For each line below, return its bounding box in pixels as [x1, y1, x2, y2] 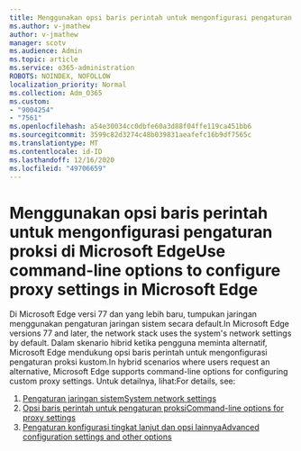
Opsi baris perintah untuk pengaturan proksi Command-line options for [22, 402, 284, 414]
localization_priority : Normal [9, 80, 127, 89]
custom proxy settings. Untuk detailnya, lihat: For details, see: [9, 375, 236, 387]
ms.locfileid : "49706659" [9, 164, 106, 173]
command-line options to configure [9, 260, 281, 280]
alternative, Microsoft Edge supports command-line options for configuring [9, 366, 288, 377]
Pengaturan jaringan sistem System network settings [22, 393, 217, 404]
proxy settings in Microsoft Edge [9, 279, 259, 300]
